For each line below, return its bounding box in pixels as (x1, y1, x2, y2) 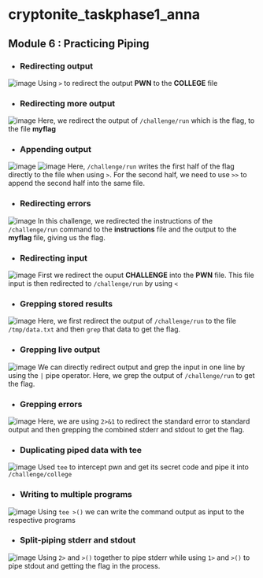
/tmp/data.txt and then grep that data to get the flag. (8, 324, 181, 334)
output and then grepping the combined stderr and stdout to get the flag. (8, 424, 245, 434)
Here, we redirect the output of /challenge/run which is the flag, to (38, 116, 255, 125)
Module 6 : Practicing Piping (8, 37, 150, 50)
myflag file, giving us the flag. (8, 232, 106, 242)
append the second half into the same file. (8, 179, 146, 188)
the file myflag (8, 124, 57, 134)
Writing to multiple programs (19, 489, 132, 500)
